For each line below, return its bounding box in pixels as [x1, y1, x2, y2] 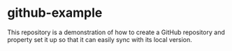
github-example [7, 5, 103, 21]
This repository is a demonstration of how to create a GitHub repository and [7, 28, 226, 36]
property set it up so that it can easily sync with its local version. [7, 35, 192, 43]
